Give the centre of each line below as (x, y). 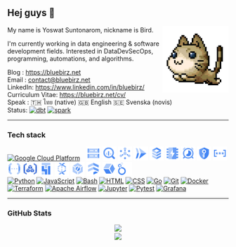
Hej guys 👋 (31, 13)
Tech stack (26, 134)
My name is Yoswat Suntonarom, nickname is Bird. (80, 30)
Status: (18, 110)
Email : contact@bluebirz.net (49, 80)
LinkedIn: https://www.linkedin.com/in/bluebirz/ (76, 87)
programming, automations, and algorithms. (71, 58)
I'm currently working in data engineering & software (84, 44)
